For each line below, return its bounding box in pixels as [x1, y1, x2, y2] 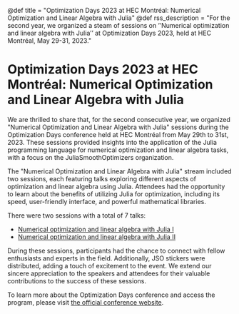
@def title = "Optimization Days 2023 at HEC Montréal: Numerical [7, 6, 201, 14]
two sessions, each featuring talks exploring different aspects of [7, 174, 197, 183]
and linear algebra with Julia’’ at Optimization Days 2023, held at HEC [7, 29, 212, 37]
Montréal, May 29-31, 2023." [7, 36, 92, 45]
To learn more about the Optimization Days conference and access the [7, 290, 215, 299]
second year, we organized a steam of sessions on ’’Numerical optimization [7, 21, 230, 29]
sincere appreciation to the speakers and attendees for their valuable [7, 269, 210, 278]
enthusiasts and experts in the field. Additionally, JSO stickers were [7, 253, 205, 263]
